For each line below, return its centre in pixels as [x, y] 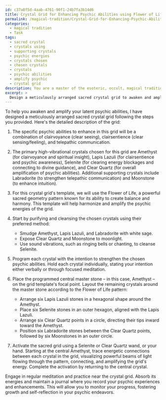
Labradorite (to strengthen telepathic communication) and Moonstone [83, 178]
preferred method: [31, 224]
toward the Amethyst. [41, 326]
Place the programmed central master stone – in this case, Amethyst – [83, 279]
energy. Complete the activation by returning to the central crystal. [80, 367]
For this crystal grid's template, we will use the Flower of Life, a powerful [86, 193]
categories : [17, 24]
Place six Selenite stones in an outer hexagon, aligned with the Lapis [89, 310]
